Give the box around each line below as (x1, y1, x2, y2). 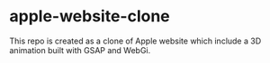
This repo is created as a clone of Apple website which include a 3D (9, 35, 262, 46)
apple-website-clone (9, 6, 171, 27)
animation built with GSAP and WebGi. (9, 44, 151, 55)
